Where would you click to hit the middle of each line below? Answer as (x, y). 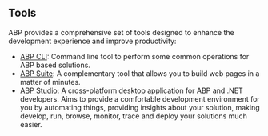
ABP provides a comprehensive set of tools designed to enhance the (121, 32)
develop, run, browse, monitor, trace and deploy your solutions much (134, 116)
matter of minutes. (50, 82)
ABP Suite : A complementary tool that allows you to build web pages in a (140, 73)
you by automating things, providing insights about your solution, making (140, 107)
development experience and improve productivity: (92, 41)
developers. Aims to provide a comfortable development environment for (140, 98)
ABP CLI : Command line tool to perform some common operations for (134, 56)
